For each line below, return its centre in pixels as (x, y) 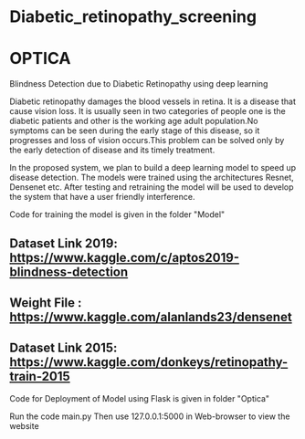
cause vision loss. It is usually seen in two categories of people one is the (147, 111)
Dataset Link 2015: (63, 348)
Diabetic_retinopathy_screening (133, 17)
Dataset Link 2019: (64, 243)
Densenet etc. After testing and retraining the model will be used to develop (152, 187)
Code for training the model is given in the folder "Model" (117, 214)
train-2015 (40, 376)
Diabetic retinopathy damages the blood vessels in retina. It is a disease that (153, 101)
